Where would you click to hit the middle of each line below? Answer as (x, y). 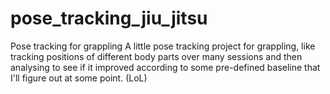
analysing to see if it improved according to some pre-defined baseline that (165, 67)
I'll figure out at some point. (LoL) (79, 78)
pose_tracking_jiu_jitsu (109, 18)
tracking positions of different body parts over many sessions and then (156, 56)
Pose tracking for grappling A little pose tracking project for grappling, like (163, 46)
